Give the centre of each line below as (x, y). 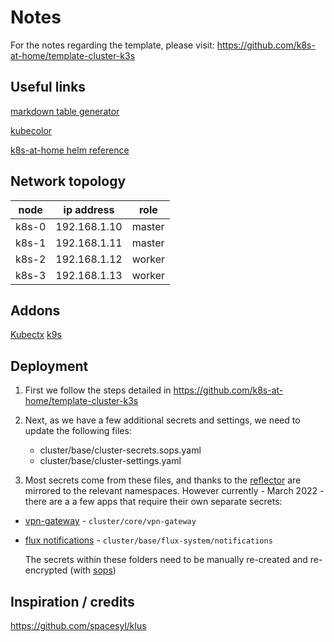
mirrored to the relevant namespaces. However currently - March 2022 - (174, 491)
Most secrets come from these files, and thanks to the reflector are (163, 480)
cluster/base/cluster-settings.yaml (110, 461)
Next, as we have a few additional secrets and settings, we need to (162, 420)
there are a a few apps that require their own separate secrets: (153, 502)
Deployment (49, 366)
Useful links (48, 87)
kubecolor (31, 130)
